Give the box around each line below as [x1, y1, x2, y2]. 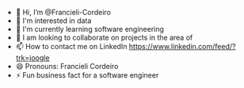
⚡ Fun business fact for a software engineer [15, 71, 159, 79]
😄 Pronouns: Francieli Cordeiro [15, 62, 119, 71]
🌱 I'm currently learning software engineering [15, 25, 165, 33]
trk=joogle [15, 53, 50, 63]
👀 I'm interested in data [15, 16, 92, 25]
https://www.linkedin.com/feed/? [128, 42, 236, 51]
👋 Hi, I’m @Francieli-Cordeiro [15, 8, 111, 17]
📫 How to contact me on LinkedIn [15, 42, 128, 51]
